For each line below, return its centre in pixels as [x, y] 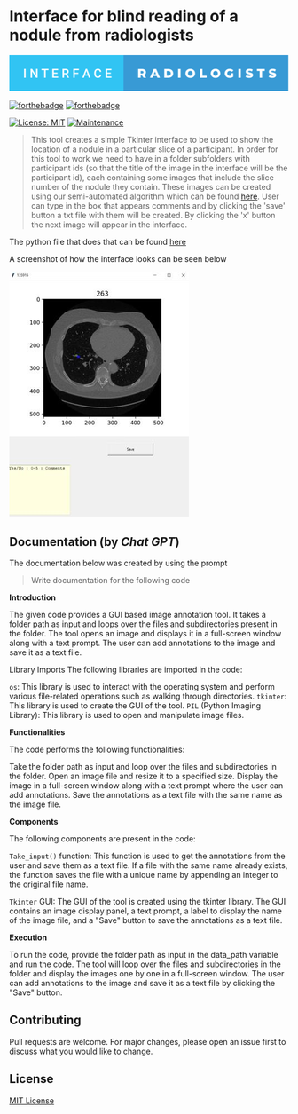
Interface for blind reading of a [124, 16]
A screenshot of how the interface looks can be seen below [118, 259]
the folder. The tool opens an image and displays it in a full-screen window [145, 633]
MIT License [32, 1100]
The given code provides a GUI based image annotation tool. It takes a [137, 614]
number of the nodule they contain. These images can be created [151, 187]
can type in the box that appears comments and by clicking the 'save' [158, 206]
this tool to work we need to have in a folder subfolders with [140, 159]
